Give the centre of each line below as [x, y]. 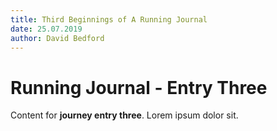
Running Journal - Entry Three [139, 87]
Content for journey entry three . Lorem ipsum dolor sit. [124, 115]
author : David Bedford [57, 38]
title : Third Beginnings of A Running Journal [109, 19]
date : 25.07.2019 [46, 29]
